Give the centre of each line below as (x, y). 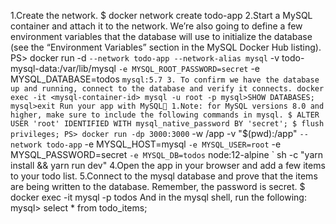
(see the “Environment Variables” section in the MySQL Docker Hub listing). (166, 47)
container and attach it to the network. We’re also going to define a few (156, 26)
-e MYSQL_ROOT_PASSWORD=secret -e (189, 68)
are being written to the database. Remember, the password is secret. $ (158, 186)
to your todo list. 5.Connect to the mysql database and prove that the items (164, 176)
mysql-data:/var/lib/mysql (63, 68)
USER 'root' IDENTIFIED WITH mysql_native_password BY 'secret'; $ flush (167, 124)
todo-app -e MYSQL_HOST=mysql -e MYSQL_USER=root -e (164, 144)
